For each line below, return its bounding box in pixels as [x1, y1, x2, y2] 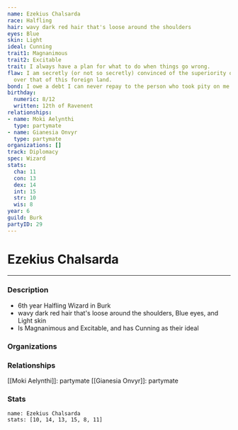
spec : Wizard [7, 155, 46, 163]
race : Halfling [7, 17, 52, 24]
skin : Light [7, 37, 42, 44]
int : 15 [13, 188, 37, 195]
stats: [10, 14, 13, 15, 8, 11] [7, 417, 103, 424]
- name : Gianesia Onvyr [7, 129, 78, 136]
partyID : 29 [7, 221, 42, 228]
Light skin [17, 316, 47, 325]
